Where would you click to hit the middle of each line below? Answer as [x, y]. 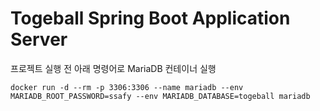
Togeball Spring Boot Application [150, 18]
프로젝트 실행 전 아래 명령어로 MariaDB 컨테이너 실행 [113, 68]
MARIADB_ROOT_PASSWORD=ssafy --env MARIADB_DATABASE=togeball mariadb [160, 96]
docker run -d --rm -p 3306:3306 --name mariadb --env [127, 87]
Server [39, 39]
